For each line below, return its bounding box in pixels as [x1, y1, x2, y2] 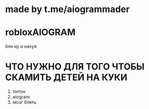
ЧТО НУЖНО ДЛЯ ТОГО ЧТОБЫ [5, 61, 145, 73]
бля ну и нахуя [5, 43, 37, 49]
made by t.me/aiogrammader [5, 4, 130, 15]
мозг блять [12, 99, 37, 105]
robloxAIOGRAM [5, 27, 76, 38]
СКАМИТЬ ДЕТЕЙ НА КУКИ [5, 72, 127, 83]
